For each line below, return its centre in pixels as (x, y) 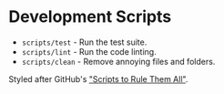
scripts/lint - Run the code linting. (89, 51)
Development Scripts (90, 17)
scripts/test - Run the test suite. (84, 42)
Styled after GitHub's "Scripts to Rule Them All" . (98, 78)
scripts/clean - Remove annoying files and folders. (118, 61)
